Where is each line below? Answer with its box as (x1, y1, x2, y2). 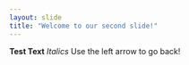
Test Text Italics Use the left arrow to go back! (9, 45, 181, 56)
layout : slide (9, 12, 63, 22)
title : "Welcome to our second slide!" (9, 21, 159, 30)
